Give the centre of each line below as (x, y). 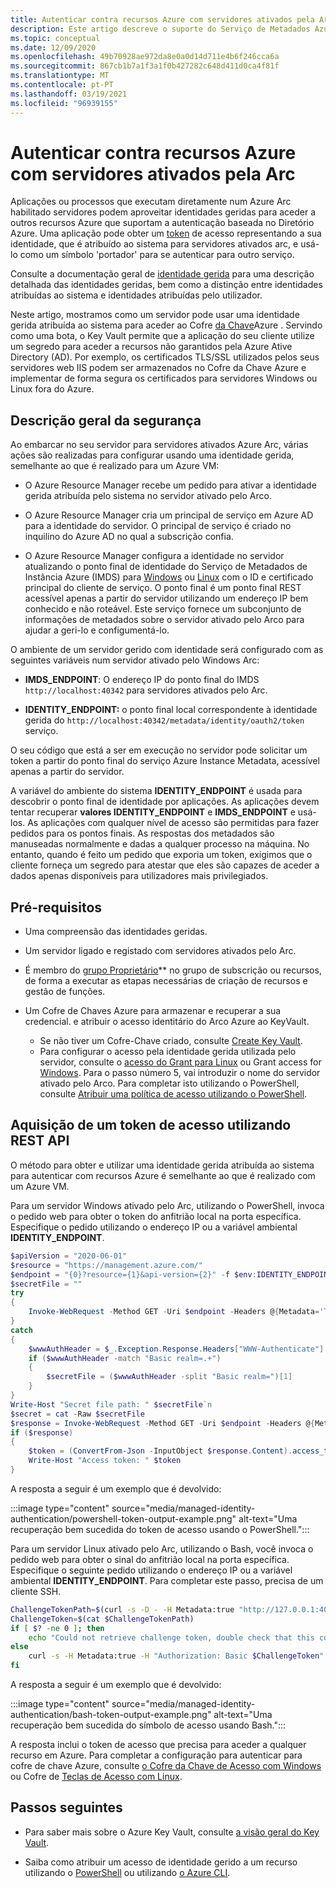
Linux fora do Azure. (52, 389)
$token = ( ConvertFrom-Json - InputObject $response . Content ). (160, 1451)
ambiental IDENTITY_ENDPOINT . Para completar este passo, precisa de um (167, 1580)
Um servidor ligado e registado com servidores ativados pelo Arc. (160, 951)
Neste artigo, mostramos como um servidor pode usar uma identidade (155, 315)
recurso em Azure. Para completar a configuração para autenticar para (156, 1755)
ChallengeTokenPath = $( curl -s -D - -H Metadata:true (122, 1609)
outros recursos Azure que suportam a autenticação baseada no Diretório (162, 223)
